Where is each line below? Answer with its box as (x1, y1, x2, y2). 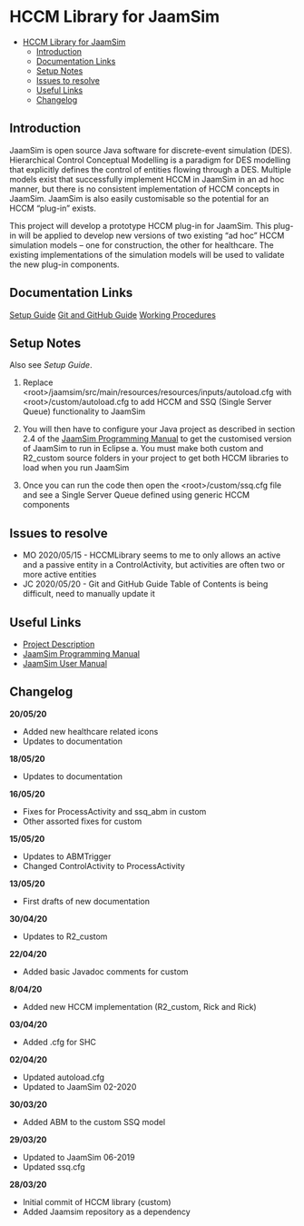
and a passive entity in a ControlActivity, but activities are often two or (22, 559, 286, 570)
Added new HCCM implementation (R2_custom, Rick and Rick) (22, 1001, 257, 1012)
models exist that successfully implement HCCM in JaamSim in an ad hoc (9, 173, 285, 184)
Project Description (22, 638, 95, 649)
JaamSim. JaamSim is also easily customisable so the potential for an (9, 193, 270, 203)
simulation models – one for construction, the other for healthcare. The (9, 239, 274, 251)
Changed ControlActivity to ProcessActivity (22, 860, 186, 871)
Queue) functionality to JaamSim (22, 406, 146, 417)
